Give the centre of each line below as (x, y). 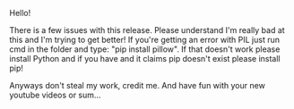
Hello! (20, 13)
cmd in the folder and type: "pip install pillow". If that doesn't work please (145, 49)
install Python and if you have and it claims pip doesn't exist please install (145, 59)
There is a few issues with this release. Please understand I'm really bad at (147, 30)
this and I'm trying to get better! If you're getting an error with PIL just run (145, 40)
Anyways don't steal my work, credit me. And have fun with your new (138, 85)
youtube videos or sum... (55, 95)
